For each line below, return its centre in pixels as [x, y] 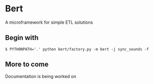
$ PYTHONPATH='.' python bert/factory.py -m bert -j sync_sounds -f [77, 49]
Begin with [22, 38]
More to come [27, 64]
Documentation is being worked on [41, 76]
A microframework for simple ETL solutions [49, 22]
